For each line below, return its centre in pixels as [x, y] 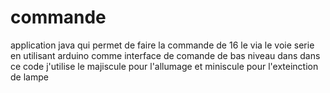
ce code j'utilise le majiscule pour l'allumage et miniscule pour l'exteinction [164, 66]
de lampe [29, 77]
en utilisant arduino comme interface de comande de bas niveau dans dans [165, 55]
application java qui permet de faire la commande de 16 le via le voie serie [162, 45]
